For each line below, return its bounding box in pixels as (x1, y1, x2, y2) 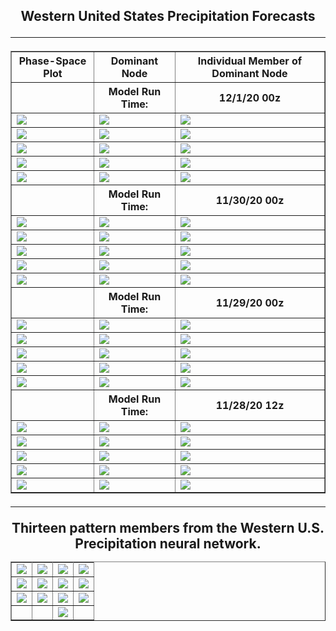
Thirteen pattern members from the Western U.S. (11, 520, 325, 537)
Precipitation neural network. (74, 535, 262, 553)
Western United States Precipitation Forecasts (20, 8, 316, 25)
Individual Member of (197, 54, 303, 68)
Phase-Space (18, 54, 87, 68)
